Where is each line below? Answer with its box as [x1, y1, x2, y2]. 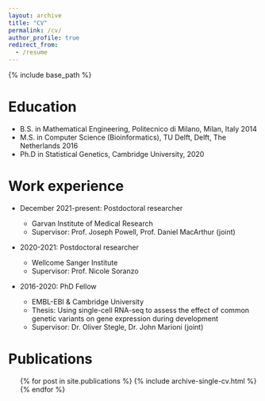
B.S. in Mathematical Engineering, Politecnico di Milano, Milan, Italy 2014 [19, 124, 258, 133]
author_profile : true [8, 33, 80, 42]
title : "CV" [8, 19, 48, 27]
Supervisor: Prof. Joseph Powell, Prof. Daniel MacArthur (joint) [31, 227, 236, 236]
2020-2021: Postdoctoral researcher [19, 243, 139, 252]
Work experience [8, 178, 125, 195]
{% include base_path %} [8, 71, 92, 79]
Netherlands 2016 [19, 140, 79, 151]
